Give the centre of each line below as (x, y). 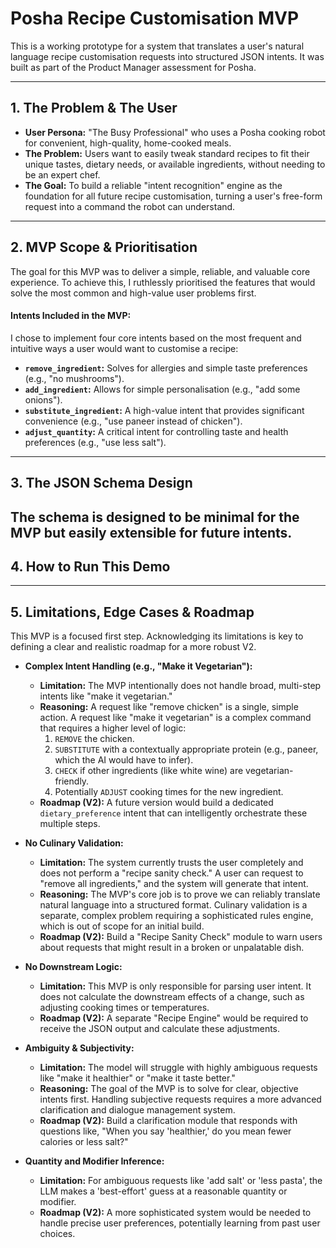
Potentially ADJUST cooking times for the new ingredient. (169, 792)
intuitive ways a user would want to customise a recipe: (124, 348)
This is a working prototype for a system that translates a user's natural (157, 46)
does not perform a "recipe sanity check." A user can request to (171, 873)
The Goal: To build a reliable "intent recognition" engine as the (153, 185)
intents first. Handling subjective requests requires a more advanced (180, 1099)
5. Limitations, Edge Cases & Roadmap (132, 612)
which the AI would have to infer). (124, 760)
